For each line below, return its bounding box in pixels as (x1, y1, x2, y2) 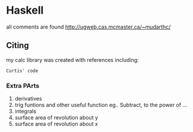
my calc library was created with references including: (6, 56, 139, 63)
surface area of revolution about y (14, 114, 99, 121)
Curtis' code (6, 68, 39, 74)
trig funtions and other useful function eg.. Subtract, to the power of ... (14, 102, 188, 109)
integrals (14, 108, 37, 115)
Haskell (6, 4, 44, 17)
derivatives (14, 95, 43, 102)
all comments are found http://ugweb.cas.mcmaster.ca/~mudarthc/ (6, 23, 171, 30)
